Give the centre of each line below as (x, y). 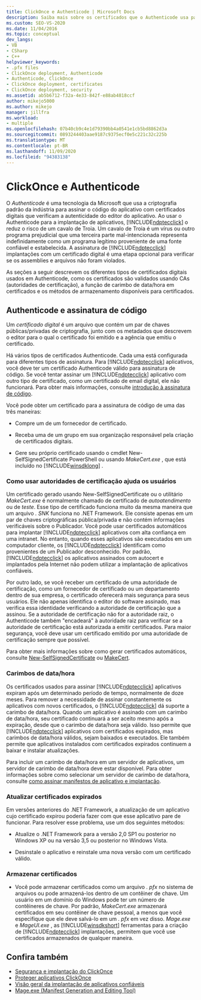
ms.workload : (22, 118)
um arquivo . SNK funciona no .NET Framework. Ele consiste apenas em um (100, 513)
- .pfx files (22, 68)
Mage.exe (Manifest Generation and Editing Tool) (75, 990)
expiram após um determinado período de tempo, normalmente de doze (95, 693)
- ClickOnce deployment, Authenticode (54, 73)
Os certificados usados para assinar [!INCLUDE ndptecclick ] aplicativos (94, 686)
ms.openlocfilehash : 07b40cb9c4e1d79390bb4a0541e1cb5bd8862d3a (87, 129)
